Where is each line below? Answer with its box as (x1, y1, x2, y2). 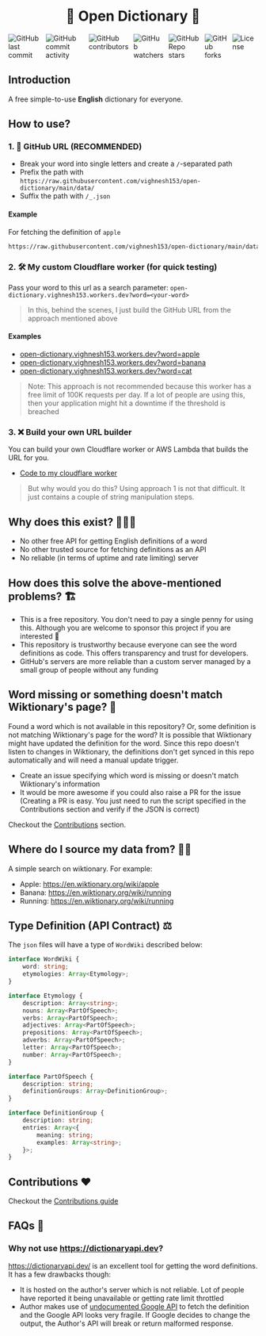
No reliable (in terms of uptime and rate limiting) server (19, 553, 199, 562)
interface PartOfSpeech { (8, 1073, 93, 1081)
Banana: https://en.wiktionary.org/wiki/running (19, 888, 172, 897)
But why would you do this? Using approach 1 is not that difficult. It (27, 484, 245, 493)
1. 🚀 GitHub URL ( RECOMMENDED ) (8, 141, 142, 152)
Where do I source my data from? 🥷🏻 (8, 843, 192, 856)
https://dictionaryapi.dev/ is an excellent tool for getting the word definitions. (8, 1261, 258, 1270)
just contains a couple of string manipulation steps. (27, 492, 195, 502)
